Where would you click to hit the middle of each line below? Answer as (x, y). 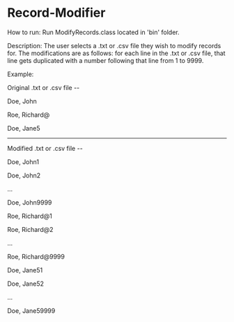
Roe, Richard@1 (30, 216)
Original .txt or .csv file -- (44, 87)
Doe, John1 (23, 161)
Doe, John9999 (30, 202)
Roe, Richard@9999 (36, 256)
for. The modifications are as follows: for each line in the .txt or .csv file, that (116, 53)
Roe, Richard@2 (30, 229)
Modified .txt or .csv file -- (45, 148)
